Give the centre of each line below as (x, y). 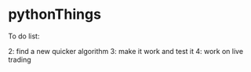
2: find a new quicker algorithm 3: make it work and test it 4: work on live (126, 51)
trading (20, 59)
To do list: (24, 36)
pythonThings (55, 14)
